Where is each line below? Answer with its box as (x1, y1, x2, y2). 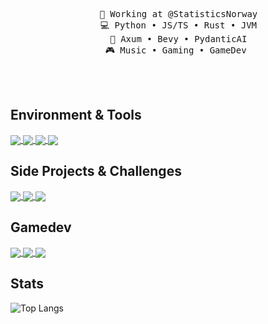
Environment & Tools (10, 107, 142, 124)
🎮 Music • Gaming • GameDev (104, 45, 247, 56)
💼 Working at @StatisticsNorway (99, 9, 258, 19)
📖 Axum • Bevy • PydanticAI (109, 34, 248, 44)
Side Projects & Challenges (10, 163, 182, 180)
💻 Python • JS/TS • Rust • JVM (99, 20, 258, 31)
